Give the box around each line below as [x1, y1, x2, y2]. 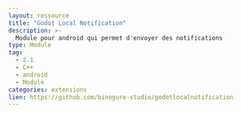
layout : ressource [8, 11, 69, 20]
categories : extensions [8, 85, 88, 94]
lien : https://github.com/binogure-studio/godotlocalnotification [8, 93, 234, 101]
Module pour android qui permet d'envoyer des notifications [15, 33, 223, 42]
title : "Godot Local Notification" [8, 19, 127, 27]
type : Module [8, 41, 52, 49]
